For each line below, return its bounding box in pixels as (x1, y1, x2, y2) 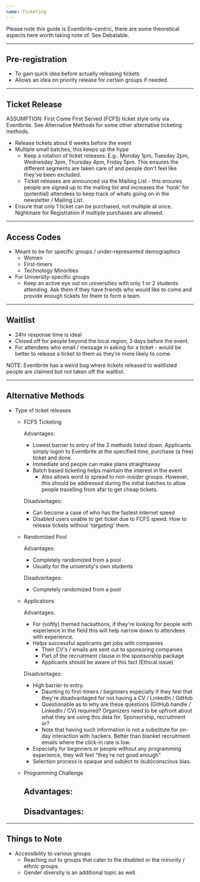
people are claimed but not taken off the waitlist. (6, 368, 125, 375)
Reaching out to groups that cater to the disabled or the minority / (23, 856, 185, 863)
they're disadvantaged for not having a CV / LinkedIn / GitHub (41, 694, 193, 701)
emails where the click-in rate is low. (41, 738, 131, 746)
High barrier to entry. (32, 681, 85, 689)
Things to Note (6, 834, 62, 844)
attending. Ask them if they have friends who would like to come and (23, 286, 192, 293)
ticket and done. (32, 454, 73, 461)
